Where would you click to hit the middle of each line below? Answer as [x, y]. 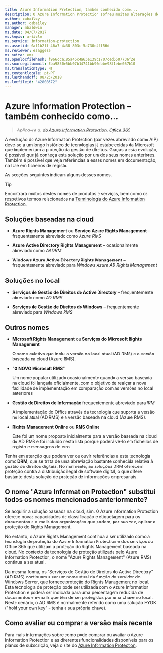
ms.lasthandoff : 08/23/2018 [33, 77]
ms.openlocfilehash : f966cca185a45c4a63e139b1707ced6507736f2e [70, 59]
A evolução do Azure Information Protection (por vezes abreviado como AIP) [81, 139]
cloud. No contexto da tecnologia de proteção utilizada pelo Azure [71, 552]
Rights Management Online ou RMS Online [56, 427]
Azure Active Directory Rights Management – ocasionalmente [75, 245]
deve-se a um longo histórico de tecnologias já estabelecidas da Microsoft [80, 145]
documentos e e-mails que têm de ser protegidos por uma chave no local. [79, 597]
